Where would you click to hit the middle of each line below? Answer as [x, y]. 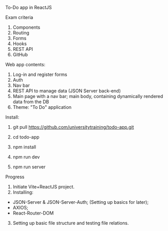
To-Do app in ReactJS [29, 7]
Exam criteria [19, 17]
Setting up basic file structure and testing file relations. [71, 223]
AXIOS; [20, 208]
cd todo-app [26, 137]
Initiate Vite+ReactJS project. [44, 187]
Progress [15, 177]
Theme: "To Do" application [42, 107]
